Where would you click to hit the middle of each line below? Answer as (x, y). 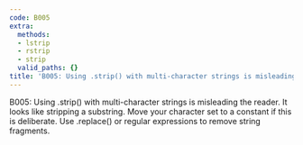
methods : (34, 34)
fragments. (30, 131)
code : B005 (30, 18)
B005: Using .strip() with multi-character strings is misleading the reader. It (148, 102)
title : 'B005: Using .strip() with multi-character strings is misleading (153, 77)
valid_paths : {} (48, 68)
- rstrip (34, 51)
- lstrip (34, 43)
